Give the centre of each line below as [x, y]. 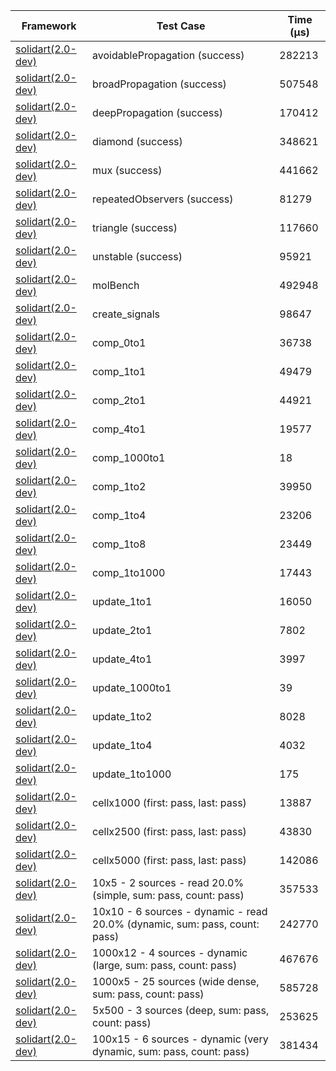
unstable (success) [137, 256]
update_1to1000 [132, 774]
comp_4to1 [119, 429]
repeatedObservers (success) [163, 199]
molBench [116, 285]
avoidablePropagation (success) [168, 55]
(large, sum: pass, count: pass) [165, 965]
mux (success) [127, 170]
